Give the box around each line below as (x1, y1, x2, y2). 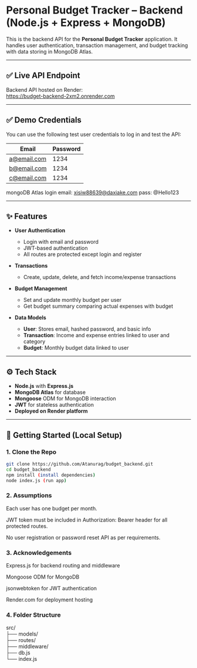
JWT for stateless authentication (14, 401, 94, 408)
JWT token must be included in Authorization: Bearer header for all (6, 516, 168, 523)
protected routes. (6, 522, 48, 530)
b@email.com (9, 164, 47, 172)
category (23, 338, 46, 345)
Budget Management (14, 285, 67, 292)
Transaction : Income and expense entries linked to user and (23, 332, 170, 339)
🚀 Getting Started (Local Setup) (6, 430, 123, 440)
